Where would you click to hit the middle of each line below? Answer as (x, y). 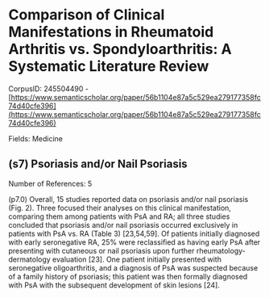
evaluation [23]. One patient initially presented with (137, 259)
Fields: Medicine (35, 138)
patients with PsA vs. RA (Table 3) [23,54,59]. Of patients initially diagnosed (134, 233)
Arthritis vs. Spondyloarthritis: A (120, 49)
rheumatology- (221, 250)
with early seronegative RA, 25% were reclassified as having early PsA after (134, 242)
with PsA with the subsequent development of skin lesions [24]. (114, 285)
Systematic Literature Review (109, 67)
